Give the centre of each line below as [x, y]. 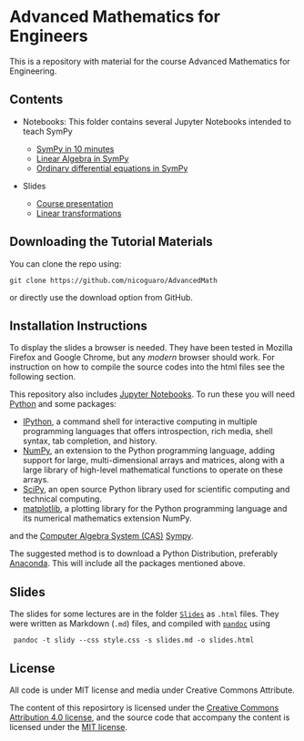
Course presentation [75, 203]
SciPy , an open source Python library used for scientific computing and [156, 490]
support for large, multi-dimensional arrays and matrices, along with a [153, 461]
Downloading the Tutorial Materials [111, 242]
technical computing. [62, 499]
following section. [42, 377]
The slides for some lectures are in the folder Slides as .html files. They [144, 614]
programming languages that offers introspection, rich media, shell [147, 431]
